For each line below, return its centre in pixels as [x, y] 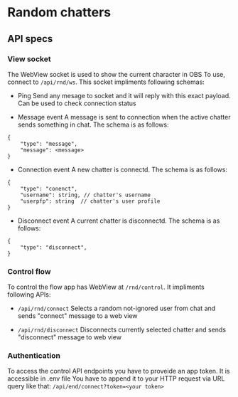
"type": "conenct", [49, 189]
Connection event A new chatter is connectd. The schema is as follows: [122, 169]
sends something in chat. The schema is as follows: [93, 125]
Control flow [29, 271]
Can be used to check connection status [77, 103]
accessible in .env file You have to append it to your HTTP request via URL [116, 379]
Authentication [34, 356]
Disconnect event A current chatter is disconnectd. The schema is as [119, 221]
